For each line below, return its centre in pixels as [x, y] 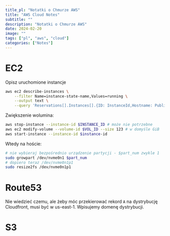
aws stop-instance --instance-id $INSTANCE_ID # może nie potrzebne [79, 125]
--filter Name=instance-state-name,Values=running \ [71, 96]
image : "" [16, 33]
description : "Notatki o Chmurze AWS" [46, 24]
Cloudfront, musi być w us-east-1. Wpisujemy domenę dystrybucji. [75, 207]
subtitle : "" [19, 19]
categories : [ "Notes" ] [29, 43]
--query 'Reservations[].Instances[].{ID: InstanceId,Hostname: [83, 106]
